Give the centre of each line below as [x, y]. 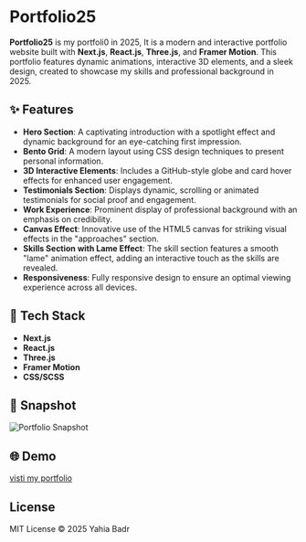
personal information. [63, 161]
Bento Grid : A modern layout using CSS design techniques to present [153, 151]
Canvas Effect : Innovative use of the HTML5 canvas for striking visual [155, 228]
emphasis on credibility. [67, 219]
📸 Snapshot [43, 405]
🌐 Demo [33, 456]
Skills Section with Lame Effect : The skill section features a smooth [150, 248]
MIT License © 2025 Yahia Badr [70, 529]
